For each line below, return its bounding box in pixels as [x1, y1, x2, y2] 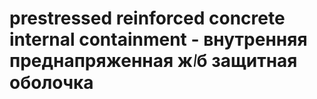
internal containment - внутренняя [9, 28, 308, 51]
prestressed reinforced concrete [9, 7, 286, 30]
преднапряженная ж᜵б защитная [9, 50, 298, 72]
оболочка [9, 72, 94, 94]
